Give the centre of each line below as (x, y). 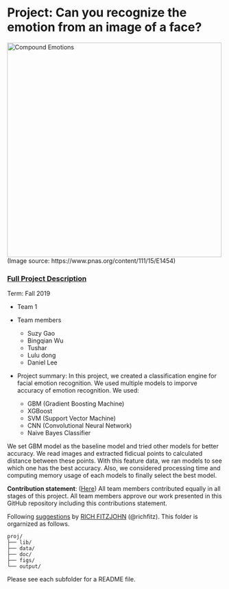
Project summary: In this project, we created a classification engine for (117, 376)
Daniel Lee (42, 362)
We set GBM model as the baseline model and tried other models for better (113, 446)
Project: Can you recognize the (97, 13)
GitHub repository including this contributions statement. (87, 503)
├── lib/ (20, 543)
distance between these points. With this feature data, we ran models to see (115, 461)
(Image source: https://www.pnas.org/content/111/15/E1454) (92, 261)
